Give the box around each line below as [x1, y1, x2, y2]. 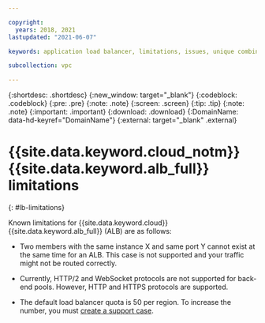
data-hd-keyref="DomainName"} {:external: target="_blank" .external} [8, 115, 237, 125]
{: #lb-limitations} [8, 203, 65, 212]
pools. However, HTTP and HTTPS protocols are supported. [34, 282, 229, 292]
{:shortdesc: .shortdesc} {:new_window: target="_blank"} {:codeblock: [8, 90, 238, 100]
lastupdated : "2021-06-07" [8, 33, 97, 41]
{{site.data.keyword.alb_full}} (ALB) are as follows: [8, 227, 172, 236]
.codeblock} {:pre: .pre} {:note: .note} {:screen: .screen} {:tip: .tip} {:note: [8, 99, 244, 108]
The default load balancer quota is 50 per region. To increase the [19, 298, 231, 307]
